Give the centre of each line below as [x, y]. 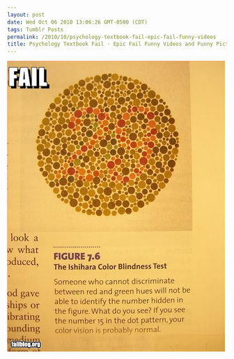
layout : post [26, 15]
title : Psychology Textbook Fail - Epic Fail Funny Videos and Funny [110, 44]
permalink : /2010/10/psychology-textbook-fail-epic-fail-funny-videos [112, 37]
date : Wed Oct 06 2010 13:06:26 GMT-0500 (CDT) [78, 22]
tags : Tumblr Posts [36, 29]
